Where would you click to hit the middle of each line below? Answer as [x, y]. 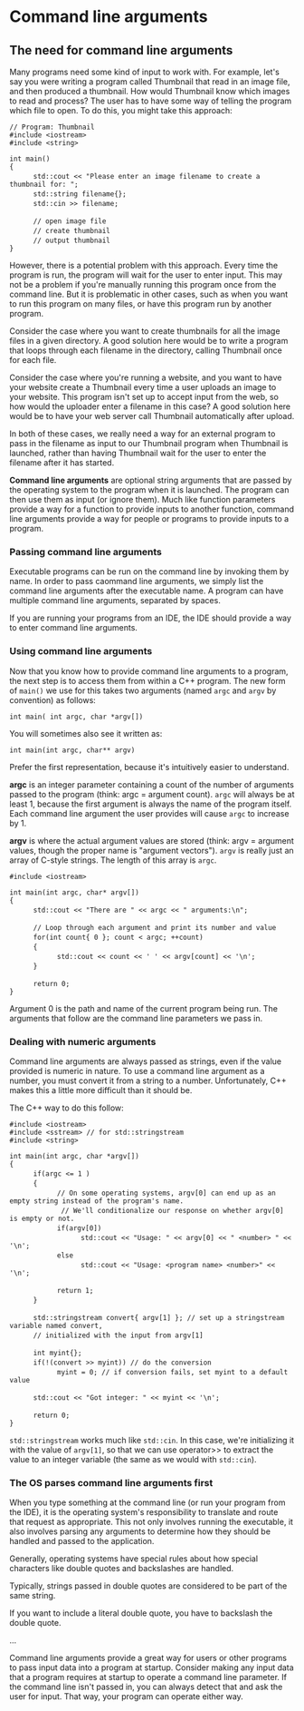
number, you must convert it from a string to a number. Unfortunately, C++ [148, 1080]
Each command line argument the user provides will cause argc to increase [149, 813]
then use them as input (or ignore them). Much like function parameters [142, 499]
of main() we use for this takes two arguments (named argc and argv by [143, 690]
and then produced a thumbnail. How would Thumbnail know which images [150, 91]
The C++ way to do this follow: [66, 1108]
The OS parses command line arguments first [111, 1482]
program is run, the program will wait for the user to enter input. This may [146, 275]
